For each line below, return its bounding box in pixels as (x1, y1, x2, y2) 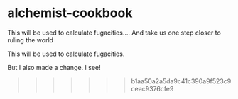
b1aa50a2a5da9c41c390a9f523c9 (131, 76, 232, 86)
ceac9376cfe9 (131, 84, 174, 93)
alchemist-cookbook (7, 5, 133, 21)
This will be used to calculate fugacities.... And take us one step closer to (7, 28, 222, 37)
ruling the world (7, 35, 54, 44)
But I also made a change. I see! (7, 63, 101, 71)
